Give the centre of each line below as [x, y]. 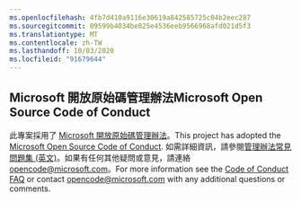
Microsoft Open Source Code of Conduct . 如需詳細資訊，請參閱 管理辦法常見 [150, 146]
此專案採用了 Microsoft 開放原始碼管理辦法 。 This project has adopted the [145, 135]
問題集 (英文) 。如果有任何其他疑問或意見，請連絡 [100, 157]
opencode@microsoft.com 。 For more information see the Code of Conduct [149, 169]
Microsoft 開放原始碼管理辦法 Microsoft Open [136, 98]
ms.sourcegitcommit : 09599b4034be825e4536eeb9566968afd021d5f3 [130, 26]
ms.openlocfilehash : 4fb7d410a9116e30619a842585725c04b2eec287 [130, 17]
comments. [30, 188]
